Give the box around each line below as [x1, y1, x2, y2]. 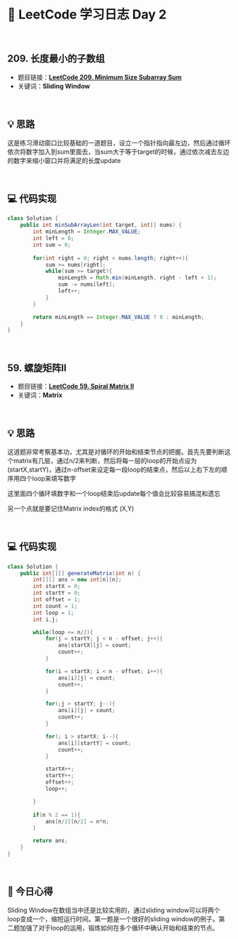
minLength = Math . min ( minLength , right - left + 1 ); [57, 274, 217, 282]
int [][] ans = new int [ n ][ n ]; [33, 576, 122, 584]
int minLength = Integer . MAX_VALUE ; [33, 228, 141, 235]
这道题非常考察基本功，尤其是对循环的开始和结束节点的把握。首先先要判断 [7, 448, 225, 456]
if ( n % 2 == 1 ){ [33, 811, 81, 818]
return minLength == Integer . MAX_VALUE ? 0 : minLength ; [33, 313, 205, 321]
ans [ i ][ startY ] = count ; [57, 739, 132, 747]
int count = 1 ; [33, 602, 78, 610]
